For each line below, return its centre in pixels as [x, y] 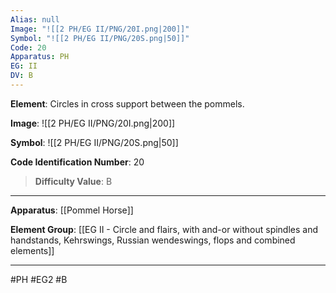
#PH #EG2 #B [39, 279]
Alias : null [35, 19]
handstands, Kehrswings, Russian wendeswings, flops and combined [153, 240]
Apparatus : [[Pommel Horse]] [72, 210]
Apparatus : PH [40, 57]
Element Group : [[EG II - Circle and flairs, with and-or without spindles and [164, 229]
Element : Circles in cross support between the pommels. [127, 103]
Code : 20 [28, 47]
